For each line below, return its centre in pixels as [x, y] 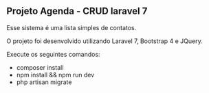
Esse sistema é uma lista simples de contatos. [71, 27]
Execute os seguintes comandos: [53, 54]
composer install [40, 67]
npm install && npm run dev [55, 75]
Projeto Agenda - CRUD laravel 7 [77, 11]
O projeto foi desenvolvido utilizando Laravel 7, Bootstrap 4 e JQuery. [105, 41]
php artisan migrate [44, 82]
